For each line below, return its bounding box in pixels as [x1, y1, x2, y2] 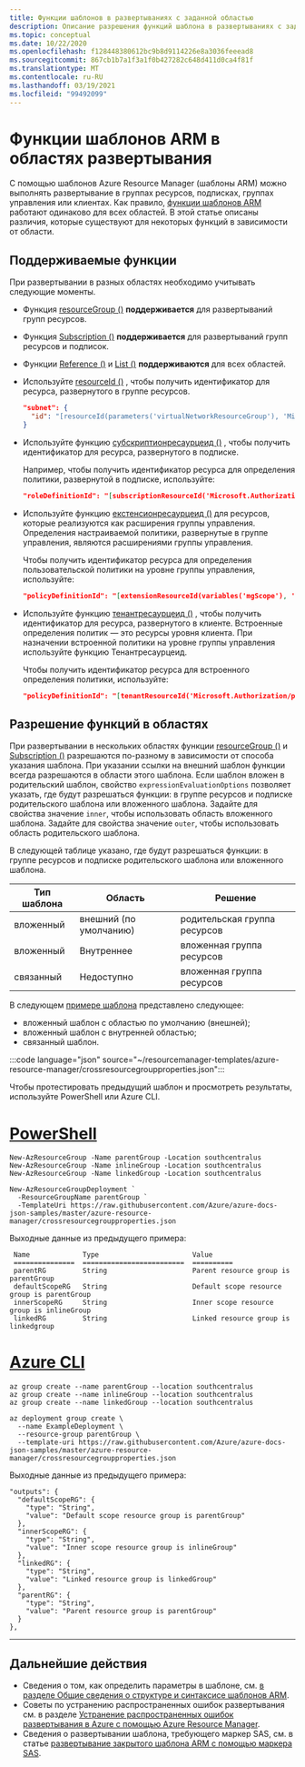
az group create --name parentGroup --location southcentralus [9, 1382, 254, 1391]
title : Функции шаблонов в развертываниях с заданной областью [9, 13, 254, 23]
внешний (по [79, 913, 136, 926]
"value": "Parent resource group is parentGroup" [25, 1607, 218, 1616]
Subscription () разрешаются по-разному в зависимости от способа [9, 750, 274, 761]
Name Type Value [13, 1250, 213, 1260]
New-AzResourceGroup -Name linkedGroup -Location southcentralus [9, 1170, 261, 1179]
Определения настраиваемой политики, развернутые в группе [22, 527, 269, 537]
